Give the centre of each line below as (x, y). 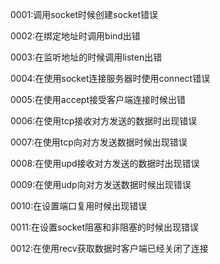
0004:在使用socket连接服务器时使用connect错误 (110, 78)
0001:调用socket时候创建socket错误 (84, 14)
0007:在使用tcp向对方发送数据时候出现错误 (99, 142)
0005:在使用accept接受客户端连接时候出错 (98, 99)
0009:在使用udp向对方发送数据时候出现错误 (101, 184)
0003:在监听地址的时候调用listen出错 (86, 57)
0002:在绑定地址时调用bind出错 (75, 36)
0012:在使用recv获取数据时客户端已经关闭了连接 (109, 248)
